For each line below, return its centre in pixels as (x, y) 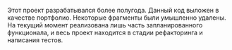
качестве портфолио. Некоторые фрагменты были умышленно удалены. (117, 18)
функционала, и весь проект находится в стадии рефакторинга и (105, 32)
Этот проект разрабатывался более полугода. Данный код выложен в (113, 10)
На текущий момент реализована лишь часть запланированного (105, 25)
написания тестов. (35, 40)
